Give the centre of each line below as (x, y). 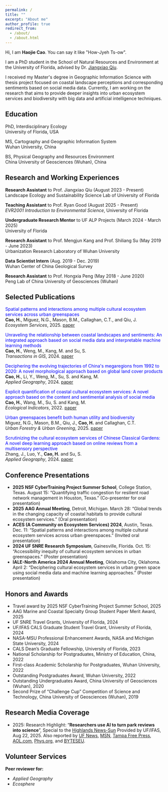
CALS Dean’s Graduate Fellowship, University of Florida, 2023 (76, 649)
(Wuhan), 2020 (28, 686)
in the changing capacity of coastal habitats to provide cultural (77, 514)
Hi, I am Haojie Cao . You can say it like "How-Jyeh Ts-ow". (66, 52)
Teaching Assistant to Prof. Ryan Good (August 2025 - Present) (72, 205)
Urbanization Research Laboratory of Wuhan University (62, 251)
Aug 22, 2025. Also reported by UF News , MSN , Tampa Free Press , (82, 735)
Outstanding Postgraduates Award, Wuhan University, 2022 (74, 675)
